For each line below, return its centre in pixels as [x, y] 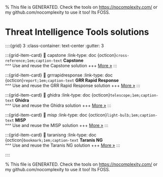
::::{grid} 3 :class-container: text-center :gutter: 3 [55, 46]
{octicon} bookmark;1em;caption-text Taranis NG [54, 140]
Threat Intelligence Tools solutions [77, 32]
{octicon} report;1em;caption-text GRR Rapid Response [62, 80]
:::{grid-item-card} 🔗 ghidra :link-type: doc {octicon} [58, 95]
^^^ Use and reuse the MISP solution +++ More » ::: [57, 125]
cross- [123, 55]
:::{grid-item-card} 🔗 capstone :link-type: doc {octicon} [61, 55]
